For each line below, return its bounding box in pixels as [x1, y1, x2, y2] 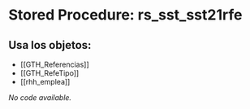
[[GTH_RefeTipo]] [19, 68, 80, 78]
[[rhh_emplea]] [19, 77, 71, 86]
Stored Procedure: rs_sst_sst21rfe [8, 6, 243, 24]
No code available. [8, 93, 71, 102]
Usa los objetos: [8, 38, 92, 52]
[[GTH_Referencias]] [19, 59, 89, 69]
